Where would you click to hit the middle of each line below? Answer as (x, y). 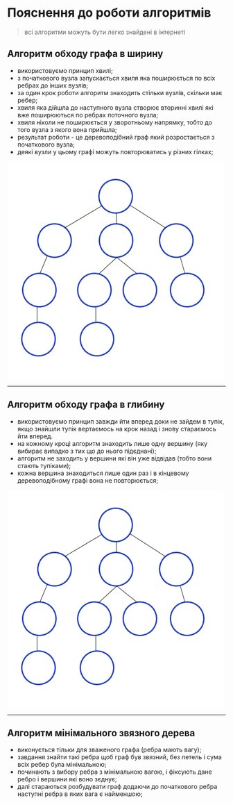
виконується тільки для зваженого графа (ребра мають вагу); (109, 750)
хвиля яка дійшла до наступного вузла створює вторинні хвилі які (115, 107)
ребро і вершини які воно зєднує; (67, 779)
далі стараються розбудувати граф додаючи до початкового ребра (117, 787)
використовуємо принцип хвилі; (65, 70)
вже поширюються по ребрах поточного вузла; (88, 115)
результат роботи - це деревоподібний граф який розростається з (116, 137)
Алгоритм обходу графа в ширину (85, 54)
